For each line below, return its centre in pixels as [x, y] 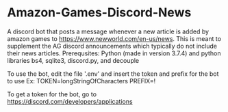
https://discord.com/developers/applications [70, 101]
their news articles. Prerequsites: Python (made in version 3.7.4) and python [114, 53]
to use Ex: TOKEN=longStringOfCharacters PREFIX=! [81, 81]
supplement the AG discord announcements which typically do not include [112, 46]
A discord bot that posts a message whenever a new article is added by [108, 31]
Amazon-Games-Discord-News [99, 13]
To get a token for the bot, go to [52, 94]
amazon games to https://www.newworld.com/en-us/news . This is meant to [114, 38]
